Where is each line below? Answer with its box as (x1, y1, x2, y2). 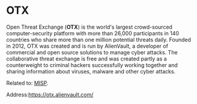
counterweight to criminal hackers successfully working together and (6, 61, 178, 69)
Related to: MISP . (6, 79, 49, 87)
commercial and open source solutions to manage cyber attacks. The (6, 48, 178, 56)
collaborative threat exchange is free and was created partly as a (6, 55, 167, 62)
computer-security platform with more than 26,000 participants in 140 (6, 29, 179, 36)
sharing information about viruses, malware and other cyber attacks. (6, 68, 176, 75)
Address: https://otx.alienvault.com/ (6, 91, 94, 98)
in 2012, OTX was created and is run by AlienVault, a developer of (6, 42, 168, 50)
